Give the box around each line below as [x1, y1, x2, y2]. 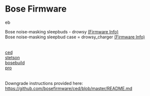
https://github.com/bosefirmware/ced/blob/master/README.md [5, 85, 133, 91]
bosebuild [5, 60, 25, 65]
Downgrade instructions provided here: [5, 80, 83, 86]
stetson [5, 54, 20, 60]
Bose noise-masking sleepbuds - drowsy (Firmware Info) [5, 29, 119, 34]
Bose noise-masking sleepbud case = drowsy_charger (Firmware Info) [5, 34, 145, 40]
